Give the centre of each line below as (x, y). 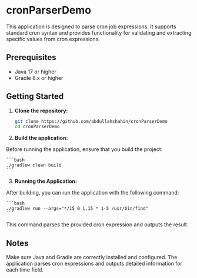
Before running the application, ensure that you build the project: (84, 149)
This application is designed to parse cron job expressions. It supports (91, 26)
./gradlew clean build (34, 165)
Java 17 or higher (36, 72)
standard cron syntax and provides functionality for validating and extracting (99, 32)
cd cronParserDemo (37, 127)
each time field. (25, 270)
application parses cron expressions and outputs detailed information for (94, 264)
